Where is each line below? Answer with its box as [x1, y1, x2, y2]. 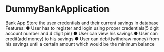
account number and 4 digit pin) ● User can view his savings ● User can [5, 30, 158, 36]
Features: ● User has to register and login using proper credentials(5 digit [5, 25, 159, 31]
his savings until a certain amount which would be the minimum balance [5, 41, 155, 47]
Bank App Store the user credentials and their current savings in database [5, 20, 159, 26]
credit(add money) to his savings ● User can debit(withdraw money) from [5, 36, 159, 42]
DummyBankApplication [5, 3, 110, 15]
